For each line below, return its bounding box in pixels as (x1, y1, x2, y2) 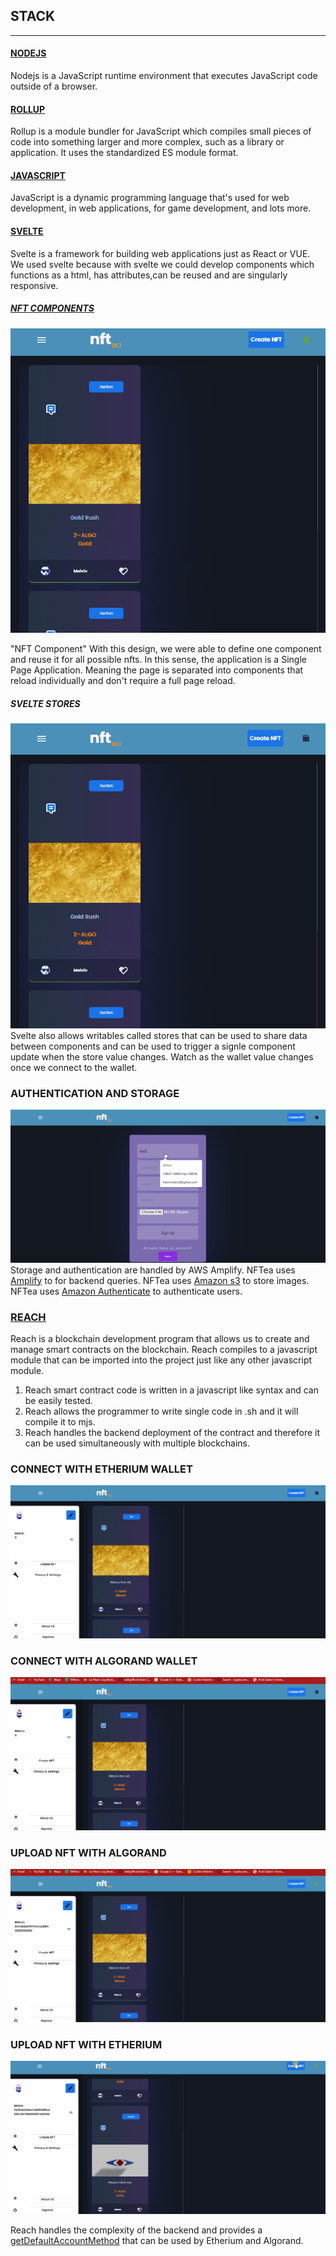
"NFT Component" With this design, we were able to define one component (10, 643, 322, 655)
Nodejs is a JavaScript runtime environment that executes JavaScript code (10, 70, 318, 82)
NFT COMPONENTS (10, 302, 95, 314)
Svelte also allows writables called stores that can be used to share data (10, 1029, 308, 1041)
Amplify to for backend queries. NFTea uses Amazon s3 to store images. (10, 1274, 310, 1286)
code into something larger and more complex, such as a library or (10, 136, 285, 148)
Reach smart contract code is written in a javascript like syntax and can (24, 1384, 319, 1396)
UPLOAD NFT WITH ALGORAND (10, 1845, 167, 1859)
